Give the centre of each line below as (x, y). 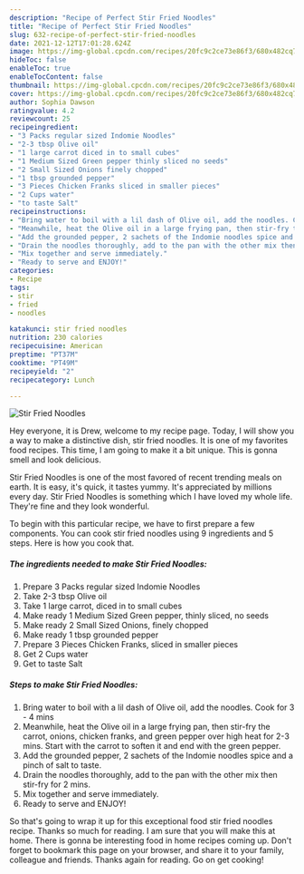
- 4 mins (38, 717)
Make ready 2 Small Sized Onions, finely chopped (115, 626)
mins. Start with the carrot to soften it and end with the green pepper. (152, 746)
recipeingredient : (44, 128)
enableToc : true (40, 69)
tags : (19, 287)
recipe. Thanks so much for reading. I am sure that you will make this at (142, 831)
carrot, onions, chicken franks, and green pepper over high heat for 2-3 (156, 736)
